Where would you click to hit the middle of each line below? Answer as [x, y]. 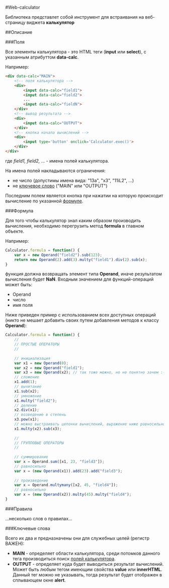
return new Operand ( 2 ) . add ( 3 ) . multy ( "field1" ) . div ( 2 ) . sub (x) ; [81, 259]
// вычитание [28, 387]
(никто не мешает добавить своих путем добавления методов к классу [82, 320]
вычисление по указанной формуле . [44, 201]
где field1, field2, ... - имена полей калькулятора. [57, 161]
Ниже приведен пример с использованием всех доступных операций [80, 315]
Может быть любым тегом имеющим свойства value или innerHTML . [87, 569]
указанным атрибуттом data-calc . [42, 57]
